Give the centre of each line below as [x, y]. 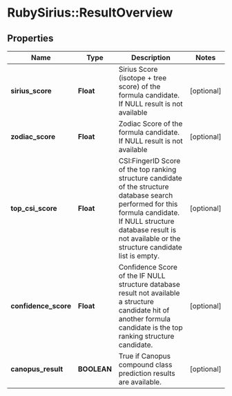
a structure [136, 302]
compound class [145, 365]
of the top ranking [147, 169]
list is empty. [139, 256]
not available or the [149, 238]
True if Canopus [145, 356]
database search [146, 195]
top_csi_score [34, 208]
